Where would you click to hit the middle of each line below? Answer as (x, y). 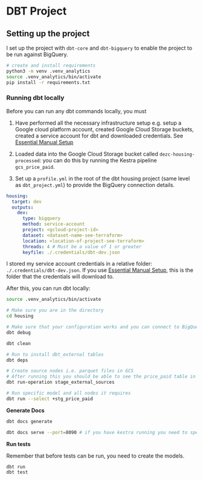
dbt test (17, 472)
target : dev (27, 202)
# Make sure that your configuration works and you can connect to (93, 327)
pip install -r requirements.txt (48, 82)
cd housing (20, 316)
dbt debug (19, 332)
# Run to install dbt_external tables (55, 354)
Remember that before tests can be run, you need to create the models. (95, 456)
